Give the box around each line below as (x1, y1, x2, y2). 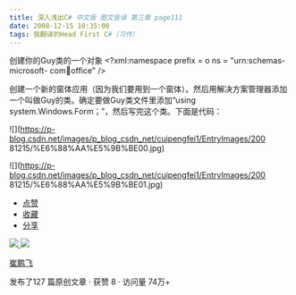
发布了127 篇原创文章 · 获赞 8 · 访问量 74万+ (9, 276, 171, 287)
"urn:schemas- (230, 55, 286, 66)
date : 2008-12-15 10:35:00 (9, 21, 110, 30)
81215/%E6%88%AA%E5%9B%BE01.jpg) (9, 180, 164, 190)
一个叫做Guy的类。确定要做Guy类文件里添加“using (9, 95, 197, 105)
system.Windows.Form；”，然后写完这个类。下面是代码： (9, 106, 223, 117)
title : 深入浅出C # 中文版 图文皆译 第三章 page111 (9, 13, 183, 22)
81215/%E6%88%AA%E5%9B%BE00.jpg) (9, 143, 165, 154)
